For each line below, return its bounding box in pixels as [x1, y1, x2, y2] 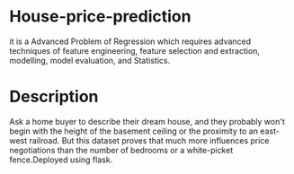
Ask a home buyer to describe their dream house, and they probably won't [9, 116, 286, 126]
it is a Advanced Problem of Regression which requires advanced [9, 36, 252, 47]
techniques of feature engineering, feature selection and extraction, [9, 45, 261, 56]
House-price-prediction [9, 6, 192, 27]
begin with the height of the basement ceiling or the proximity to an [9, 126, 259, 136]
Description [9, 87, 99, 107]
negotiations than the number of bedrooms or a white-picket [9, 144, 234, 155]
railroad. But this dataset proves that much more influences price [29, 135, 270, 145]
